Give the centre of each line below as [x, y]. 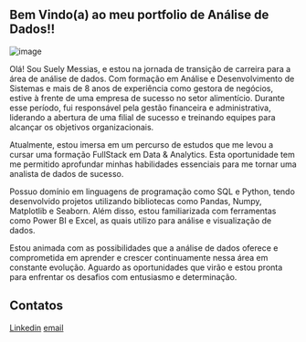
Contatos [37, 306]
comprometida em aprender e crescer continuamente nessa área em [139, 257]
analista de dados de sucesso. [67, 173]
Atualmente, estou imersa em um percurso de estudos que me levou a [142, 144]
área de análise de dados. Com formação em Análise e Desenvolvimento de [152, 78]
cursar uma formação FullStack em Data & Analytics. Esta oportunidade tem [152, 154]
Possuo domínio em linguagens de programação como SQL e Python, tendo [152, 192]
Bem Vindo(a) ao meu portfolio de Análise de [139, 15]
